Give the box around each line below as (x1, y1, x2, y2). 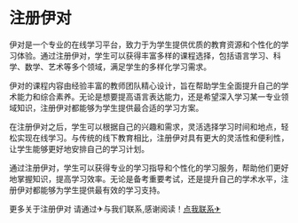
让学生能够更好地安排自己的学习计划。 (9, 143, 149, 154)
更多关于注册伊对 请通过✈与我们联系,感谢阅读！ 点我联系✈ (9, 203, 222, 214)
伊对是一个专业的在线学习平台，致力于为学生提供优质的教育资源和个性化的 (9, 39, 281, 50)
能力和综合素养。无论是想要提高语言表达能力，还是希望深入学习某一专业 (16, 91, 281, 102)
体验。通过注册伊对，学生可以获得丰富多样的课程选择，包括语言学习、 (16, 50, 273, 60)
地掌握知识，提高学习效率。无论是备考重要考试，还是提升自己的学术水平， (9, 173, 281, 184)
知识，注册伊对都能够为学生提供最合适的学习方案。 (16, 102, 204, 113)
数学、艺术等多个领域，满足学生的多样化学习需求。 (24, 61, 211, 72)
